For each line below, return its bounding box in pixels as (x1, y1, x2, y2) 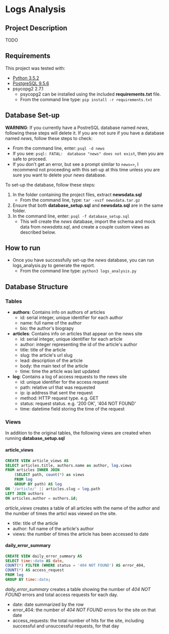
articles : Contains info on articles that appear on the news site (12, 331, 143, 337)
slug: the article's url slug (20, 352, 73, 358)
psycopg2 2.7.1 (12, 85, 44, 92)
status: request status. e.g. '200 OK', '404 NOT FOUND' (20, 400, 136, 406)
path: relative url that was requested (20, 384, 95, 390)
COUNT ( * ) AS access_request (5, 568, 65, 573)
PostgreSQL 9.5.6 (12, 80, 49, 86)
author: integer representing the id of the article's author (20, 341, 138, 347)
